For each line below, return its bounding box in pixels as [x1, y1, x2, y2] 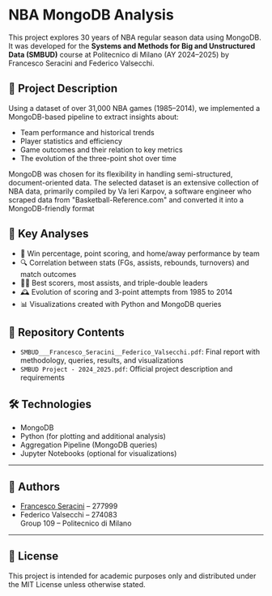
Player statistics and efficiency [19, 136, 123, 146]
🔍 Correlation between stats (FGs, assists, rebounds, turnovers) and [19, 258, 249, 267]
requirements [19, 372, 65, 382]
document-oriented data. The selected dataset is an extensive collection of [8, 177, 259, 187]
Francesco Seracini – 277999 [19, 501, 118, 511]
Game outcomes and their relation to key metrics [19, 144, 184, 155]
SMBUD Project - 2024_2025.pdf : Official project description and [19, 364, 233, 374]
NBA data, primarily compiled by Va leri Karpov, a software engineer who [8, 186, 253, 196]
